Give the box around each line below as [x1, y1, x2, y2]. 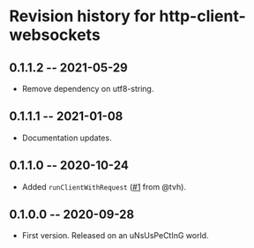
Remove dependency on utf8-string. [21, 84, 154, 94]
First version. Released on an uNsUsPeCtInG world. [21, 230, 209, 241]
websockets [9, 25, 101, 45]
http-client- [159, 6, 247, 26]
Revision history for [9, 6, 156, 26]
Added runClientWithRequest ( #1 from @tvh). [21, 181, 187, 192]
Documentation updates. [21, 132, 112, 143]
